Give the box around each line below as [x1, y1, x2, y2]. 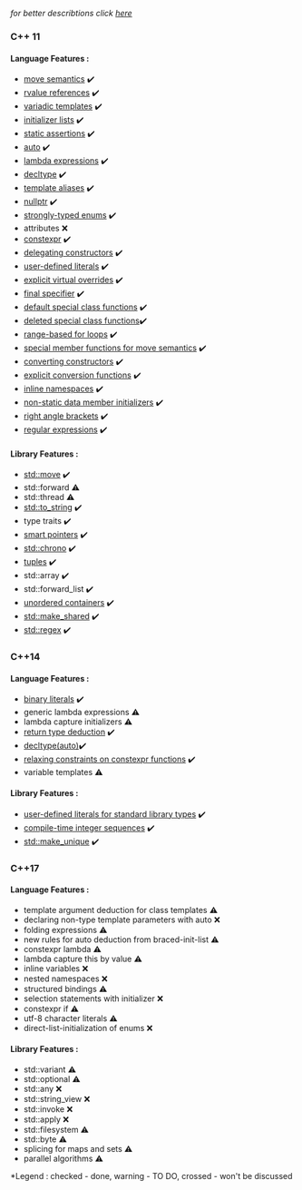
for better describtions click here [10, 8, 132, 18]
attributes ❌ [23, 222, 69, 234]
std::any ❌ [23, 1083, 63, 1094]
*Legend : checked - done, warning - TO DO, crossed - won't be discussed [10, 1170, 293, 1181]
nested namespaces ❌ [23, 973, 108, 984]
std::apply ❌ [23, 1114, 70, 1125]
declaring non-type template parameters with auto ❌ [23, 914, 220, 925]
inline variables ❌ [23, 962, 89, 974]
